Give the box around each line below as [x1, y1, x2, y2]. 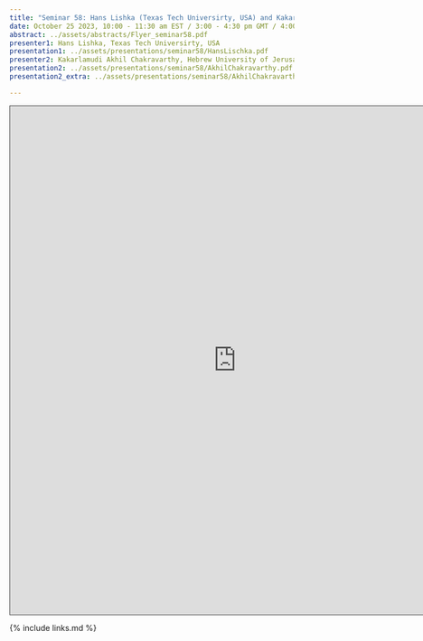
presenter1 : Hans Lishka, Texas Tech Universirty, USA [9, 38, 221, 48]
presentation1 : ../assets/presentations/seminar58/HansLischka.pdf [9, 47, 269, 56]
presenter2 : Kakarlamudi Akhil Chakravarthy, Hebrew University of [9, 55, 269, 64]
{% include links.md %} [9, 622, 98, 633]
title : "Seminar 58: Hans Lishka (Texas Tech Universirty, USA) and [9, 13, 273, 23]
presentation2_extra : [9, 72, 91, 81]
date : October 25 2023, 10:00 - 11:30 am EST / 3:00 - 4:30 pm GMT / [9, 22, 277, 31]
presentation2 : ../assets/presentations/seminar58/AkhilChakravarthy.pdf [9, 64, 294, 73]
